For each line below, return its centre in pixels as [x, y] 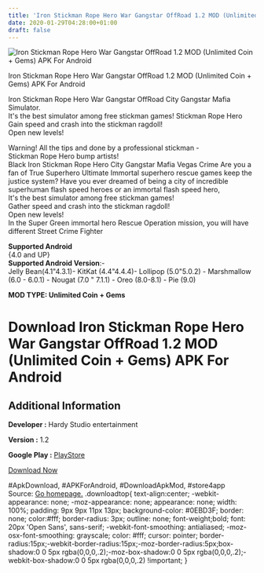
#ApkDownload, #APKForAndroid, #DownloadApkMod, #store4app [117, 485]
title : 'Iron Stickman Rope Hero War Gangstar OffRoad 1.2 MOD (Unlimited [133, 15]
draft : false [29, 30]
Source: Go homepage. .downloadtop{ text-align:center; [99, 494]
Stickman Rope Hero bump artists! [64, 156]
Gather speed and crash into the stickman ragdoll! [89, 206]
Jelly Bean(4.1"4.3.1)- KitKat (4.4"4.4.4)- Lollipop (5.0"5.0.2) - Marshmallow [130, 272]
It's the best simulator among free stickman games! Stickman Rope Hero [125, 116]
